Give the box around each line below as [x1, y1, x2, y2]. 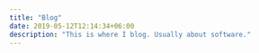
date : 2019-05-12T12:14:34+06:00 [9, 22, 135, 31]
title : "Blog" [9, 13, 63, 22]
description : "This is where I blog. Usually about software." [9, 30, 252, 39]
